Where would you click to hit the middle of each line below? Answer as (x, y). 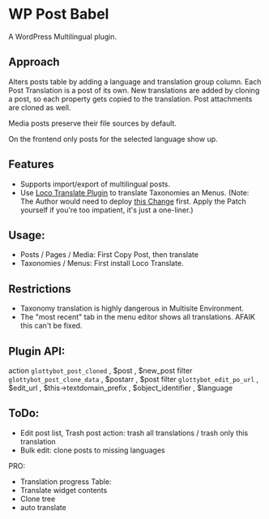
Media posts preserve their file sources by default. (92, 123)
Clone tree (38, 499)
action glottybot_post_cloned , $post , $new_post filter (100, 371)
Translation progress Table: (66, 481)
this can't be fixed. (51, 326)
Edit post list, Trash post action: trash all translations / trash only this (134, 433)
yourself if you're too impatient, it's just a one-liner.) (107, 210)
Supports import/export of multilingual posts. (95, 184)
